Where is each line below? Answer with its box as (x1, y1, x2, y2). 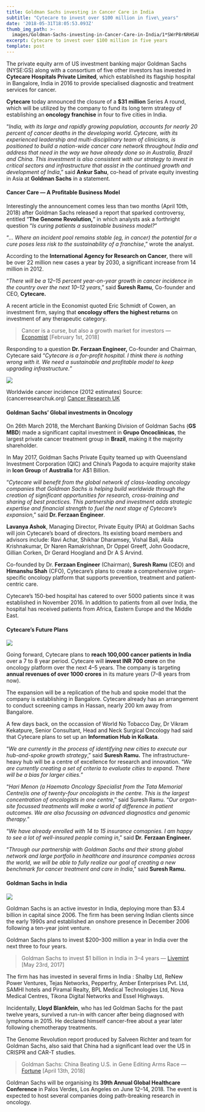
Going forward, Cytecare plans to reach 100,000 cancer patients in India (6, 651, 192, 659)
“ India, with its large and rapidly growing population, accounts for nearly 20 (6, 123, 198, 130)
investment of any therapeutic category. (6, 315, 107, 322)
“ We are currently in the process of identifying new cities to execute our (6, 745, 187, 752)
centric (6, 580, 24, 588)
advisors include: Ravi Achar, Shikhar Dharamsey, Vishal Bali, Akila (6, 536, 174, 543)
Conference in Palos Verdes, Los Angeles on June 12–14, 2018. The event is (6, 1085, 197, 1092)
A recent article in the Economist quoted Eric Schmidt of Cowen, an (6, 302, 176, 309)
